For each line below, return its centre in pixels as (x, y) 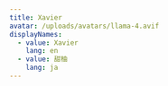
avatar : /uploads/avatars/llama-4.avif (84, 26)
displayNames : (36, 34)
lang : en (42, 51)
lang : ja (42, 68)
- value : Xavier (48, 43)
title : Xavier (36, 17)
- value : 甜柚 (42, 59)
